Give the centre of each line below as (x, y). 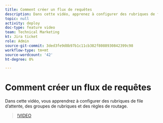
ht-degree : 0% (19, 59)
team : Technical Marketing (32, 32)
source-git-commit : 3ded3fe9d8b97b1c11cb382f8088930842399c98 (69, 46)
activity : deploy (23, 23)
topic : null (17, 18)
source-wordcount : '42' (29, 55)
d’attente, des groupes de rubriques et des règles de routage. (66, 106)
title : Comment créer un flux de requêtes (49, 9)
